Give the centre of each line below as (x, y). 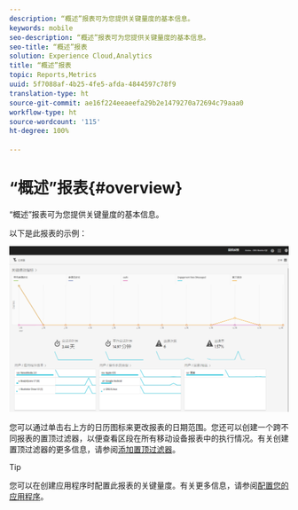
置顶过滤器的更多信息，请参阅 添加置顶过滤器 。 (94, 449)
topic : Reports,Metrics (53, 75)
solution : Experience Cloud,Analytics (81, 56)
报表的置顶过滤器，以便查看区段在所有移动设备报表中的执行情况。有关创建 (153, 438)
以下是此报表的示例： (48, 233)
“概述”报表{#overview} (96, 188)
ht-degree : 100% (39, 131)
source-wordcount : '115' (55, 122)
